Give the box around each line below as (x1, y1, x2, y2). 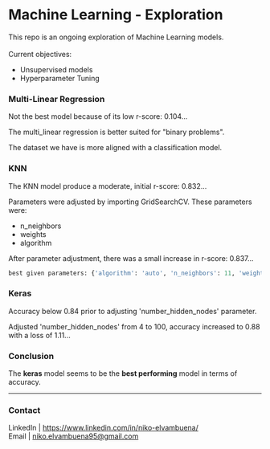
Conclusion (8, 350, 55, 361)
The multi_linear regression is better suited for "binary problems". (8, 127, 225, 137)
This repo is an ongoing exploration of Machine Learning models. (8, 32, 224, 42)
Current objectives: (8, 49, 72, 59)
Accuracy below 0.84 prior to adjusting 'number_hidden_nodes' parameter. (8, 306, 257, 316)
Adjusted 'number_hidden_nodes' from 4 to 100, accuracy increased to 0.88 (8, 321, 260, 331)
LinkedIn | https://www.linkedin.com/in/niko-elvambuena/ (8, 423, 199, 433)
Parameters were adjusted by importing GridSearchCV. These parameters (8, 197, 252, 206)
